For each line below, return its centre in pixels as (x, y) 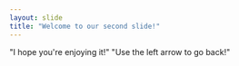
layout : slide (36, 18)
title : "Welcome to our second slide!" (85, 26)
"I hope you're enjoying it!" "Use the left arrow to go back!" (120, 52)
